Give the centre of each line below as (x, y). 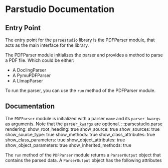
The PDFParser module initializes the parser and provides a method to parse (84, 55)
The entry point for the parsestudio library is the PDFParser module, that (80, 40)
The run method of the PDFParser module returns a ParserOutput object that (83, 155)
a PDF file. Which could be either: (40, 60)
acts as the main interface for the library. (47, 45)
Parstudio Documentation (60, 9)
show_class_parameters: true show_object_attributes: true (65, 140)
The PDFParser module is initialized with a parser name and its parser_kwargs (83, 118)
